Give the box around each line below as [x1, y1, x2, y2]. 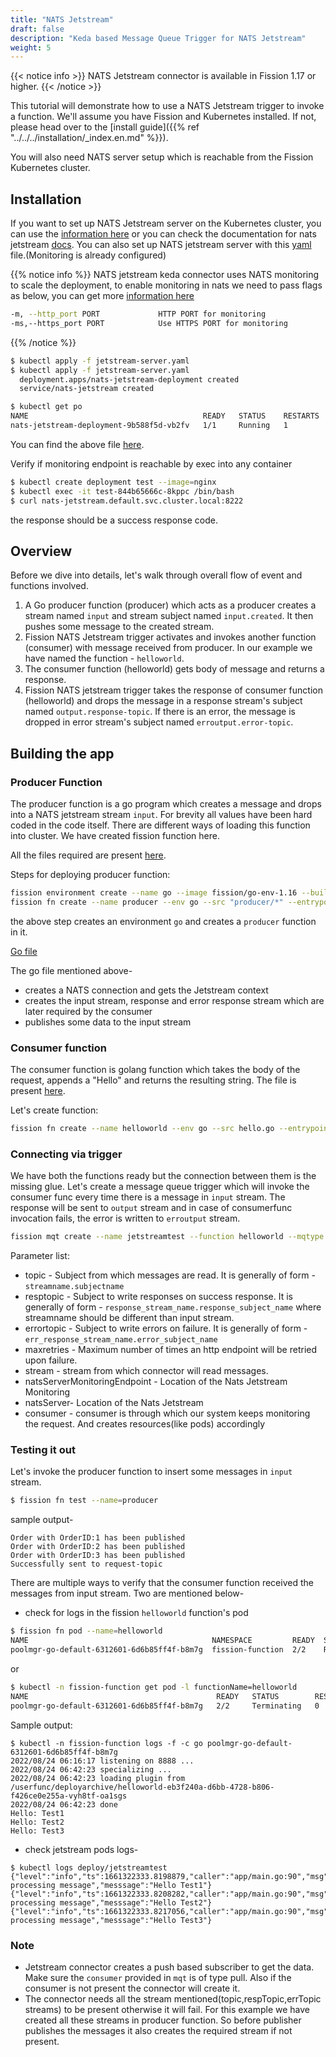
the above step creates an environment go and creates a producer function [10, 915, 317, 927]
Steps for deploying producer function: [10, 869, 171, 881]
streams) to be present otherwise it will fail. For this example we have [24, 2003, 310, 2015]
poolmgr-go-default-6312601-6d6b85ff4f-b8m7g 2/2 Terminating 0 [10, 1701, 320, 1711]
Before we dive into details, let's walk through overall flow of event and [10, 569, 303, 581]
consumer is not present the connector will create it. [24, 1982, 241, 1994]
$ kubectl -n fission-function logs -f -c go [10, 1738, 203, 1748]
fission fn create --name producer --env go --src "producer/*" [10, 897, 284, 907]
